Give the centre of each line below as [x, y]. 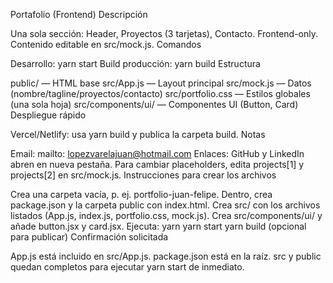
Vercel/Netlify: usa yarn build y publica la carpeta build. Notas [138, 134]
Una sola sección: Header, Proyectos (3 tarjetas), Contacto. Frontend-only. [164, 33]
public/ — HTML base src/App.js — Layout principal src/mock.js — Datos [161, 83]
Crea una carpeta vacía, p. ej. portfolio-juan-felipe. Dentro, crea [141, 194]
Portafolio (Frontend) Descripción [79, 14]
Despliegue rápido [48, 115]
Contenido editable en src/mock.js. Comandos [106, 44]
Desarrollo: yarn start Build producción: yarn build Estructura [135, 63]
